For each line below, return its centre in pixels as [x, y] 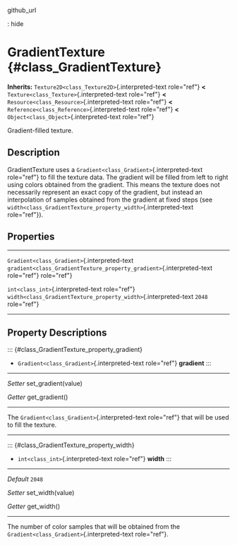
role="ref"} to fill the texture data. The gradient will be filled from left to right [118, 177]
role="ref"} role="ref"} [40, 275]
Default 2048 [25, 479]
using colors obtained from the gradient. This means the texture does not [114, 184]
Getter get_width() [34, 506]
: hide [16, 24]
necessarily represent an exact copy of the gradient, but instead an [105, 192]
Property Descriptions [57, 332]
